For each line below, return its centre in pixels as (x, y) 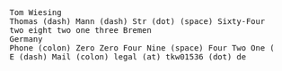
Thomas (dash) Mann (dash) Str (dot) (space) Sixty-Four (137, 21)
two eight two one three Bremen (80, 30)
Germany (26, 39)
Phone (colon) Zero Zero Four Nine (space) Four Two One (137, 48)
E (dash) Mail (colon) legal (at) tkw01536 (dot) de (128, 57)
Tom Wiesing (35, 12)
